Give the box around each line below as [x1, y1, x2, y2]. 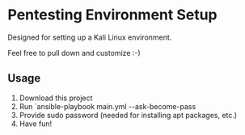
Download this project [19, 93, 93, 103]
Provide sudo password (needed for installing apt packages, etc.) [19, 110, 238, 120]
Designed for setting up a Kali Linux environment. [7, 32, 172, 42]
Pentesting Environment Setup [7, 6, 218, 24]
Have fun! [19, 119, 53, 129]
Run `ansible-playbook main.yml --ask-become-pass [19, 101, 196, 111]
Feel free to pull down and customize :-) [7, 48, 141, 57]
